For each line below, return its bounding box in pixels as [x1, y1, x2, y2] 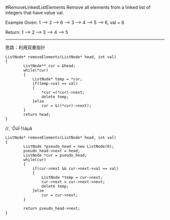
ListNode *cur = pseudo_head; [23, 153, 87, 158]
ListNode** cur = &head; [23, 63, 76, 68]
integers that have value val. [5, 10, 64, 16]
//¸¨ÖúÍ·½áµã [5, 125, 32, 131]
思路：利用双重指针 [5, 45, 46, 50]
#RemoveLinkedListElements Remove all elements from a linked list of [5, 5, 151, 10]
